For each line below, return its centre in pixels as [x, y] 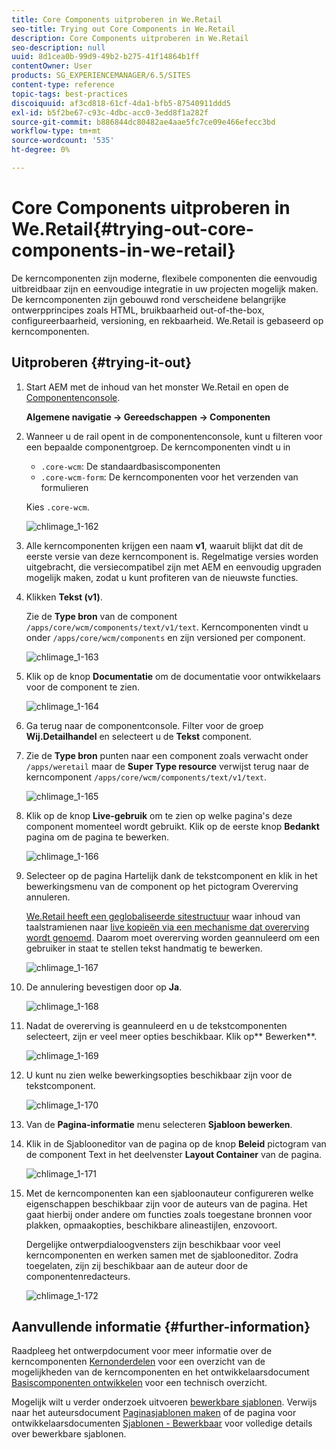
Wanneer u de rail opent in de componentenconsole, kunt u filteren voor [174, 436]
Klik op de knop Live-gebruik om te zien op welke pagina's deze [159, 815]
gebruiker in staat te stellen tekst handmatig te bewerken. [144, 948]
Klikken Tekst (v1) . [64, 597]
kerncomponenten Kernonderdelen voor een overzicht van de [138, 1362]
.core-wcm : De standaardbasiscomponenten [130, 466]
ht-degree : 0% [41, 150]
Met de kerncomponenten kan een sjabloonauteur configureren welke [169, 1193]
